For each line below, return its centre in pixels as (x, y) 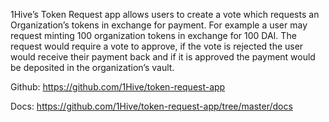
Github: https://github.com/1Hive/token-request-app (118, 87)
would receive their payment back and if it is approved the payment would (163, 57)
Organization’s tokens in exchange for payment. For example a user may (159, 25)
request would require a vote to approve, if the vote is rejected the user (157, 46)
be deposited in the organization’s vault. (92, 67)
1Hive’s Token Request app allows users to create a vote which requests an (165, 14)
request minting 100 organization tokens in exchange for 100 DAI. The (153, 35)
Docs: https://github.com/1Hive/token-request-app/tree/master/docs (151, 106)
